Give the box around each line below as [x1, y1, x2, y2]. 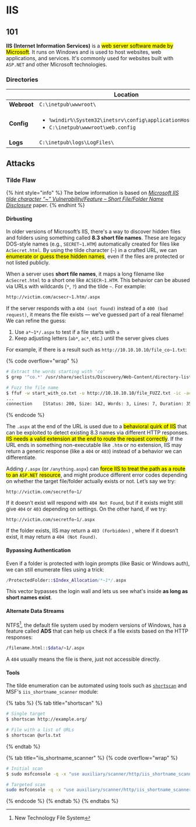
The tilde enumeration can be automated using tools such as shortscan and [6, 682, 187, 689]
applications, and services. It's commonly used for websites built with [6, 55, 174, 61]
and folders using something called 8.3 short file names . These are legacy [6, 235, 186, 242]
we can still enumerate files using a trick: [6, 566, 104, 573]
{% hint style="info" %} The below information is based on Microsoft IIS [6, 189, 179, 196]
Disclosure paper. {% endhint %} [6, 201, 85, 208]
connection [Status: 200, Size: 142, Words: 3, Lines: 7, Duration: [6, 401, 184, 407]
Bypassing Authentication [6, 546, 71, 553]
